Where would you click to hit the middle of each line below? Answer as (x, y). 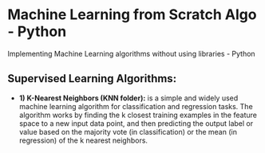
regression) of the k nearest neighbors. (83, 140)
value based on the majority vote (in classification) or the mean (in (128, 131)
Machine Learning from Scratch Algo (132, 15)
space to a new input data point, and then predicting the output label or (136, 123)
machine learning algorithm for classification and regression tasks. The (136, 106)
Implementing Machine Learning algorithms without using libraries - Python (132, 53)
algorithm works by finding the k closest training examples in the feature (138, 115)
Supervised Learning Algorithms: (92, 78)
